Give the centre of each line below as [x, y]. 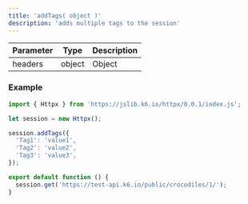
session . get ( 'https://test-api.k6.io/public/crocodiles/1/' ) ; [121, 185]
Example [26, 87]
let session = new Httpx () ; [55, 118]
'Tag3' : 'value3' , [46, 156]
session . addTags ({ [39, 133]
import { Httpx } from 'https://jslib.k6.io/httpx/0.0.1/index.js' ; [125, 104]
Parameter [33, 50]
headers [28, 63]
